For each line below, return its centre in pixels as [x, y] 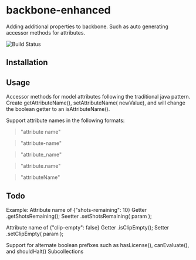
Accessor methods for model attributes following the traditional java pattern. [98, 97]
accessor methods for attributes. [46, 32]
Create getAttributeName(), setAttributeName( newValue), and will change [96, 103]
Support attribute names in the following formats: [65, 120]
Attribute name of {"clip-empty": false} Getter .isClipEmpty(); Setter [87, 227]
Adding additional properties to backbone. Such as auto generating [87, 26]
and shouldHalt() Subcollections [45, 251]
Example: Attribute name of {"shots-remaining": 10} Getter [77, 210]
